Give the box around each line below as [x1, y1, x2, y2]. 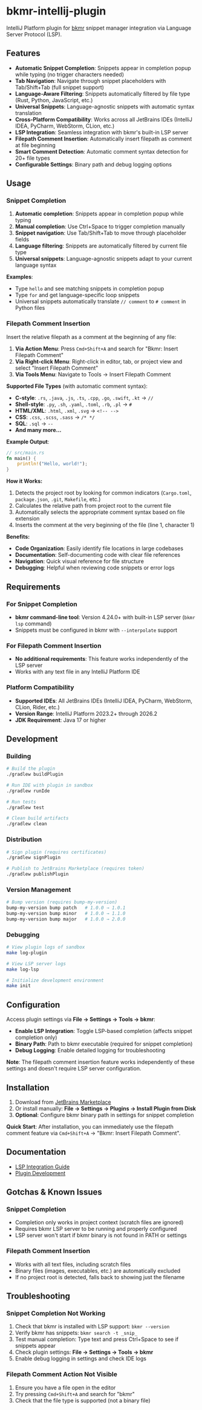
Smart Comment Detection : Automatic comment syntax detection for [15, 148, 189, 155]
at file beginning [15, 141, 56, 149]
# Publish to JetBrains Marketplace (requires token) [6, 865, 145, 872]
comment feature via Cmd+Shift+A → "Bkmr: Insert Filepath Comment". [6, 1129, 181, 1136]
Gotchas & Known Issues [6, 1187, 102, 1198]
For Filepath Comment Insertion [6, 641, 102, 650]
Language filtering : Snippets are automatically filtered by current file [15, 242, 187, 249]
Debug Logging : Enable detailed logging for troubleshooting [15, 1047, 165, 1054]
